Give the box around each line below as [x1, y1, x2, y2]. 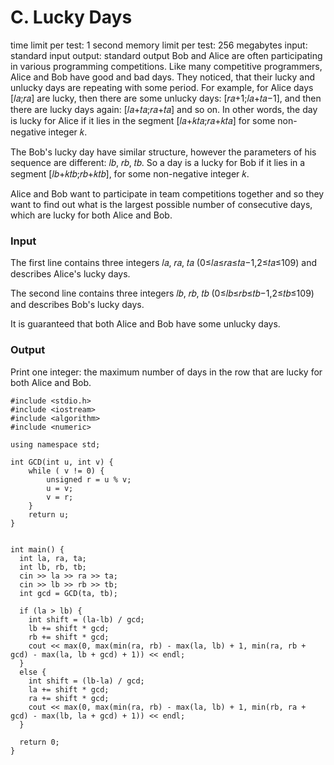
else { [19, 667, 47, 677]
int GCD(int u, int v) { [10, 457, 114, 467]
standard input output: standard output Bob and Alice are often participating [10, 49, 323, 61]
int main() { [10, 544, 65, 555]
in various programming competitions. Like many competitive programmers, [10, 60, 323, 72]
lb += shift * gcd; [28, 623, 110, 633]
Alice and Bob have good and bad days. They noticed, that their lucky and [10, 71, 316, 83]
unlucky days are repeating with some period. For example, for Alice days [10, 81, 314, 93]
